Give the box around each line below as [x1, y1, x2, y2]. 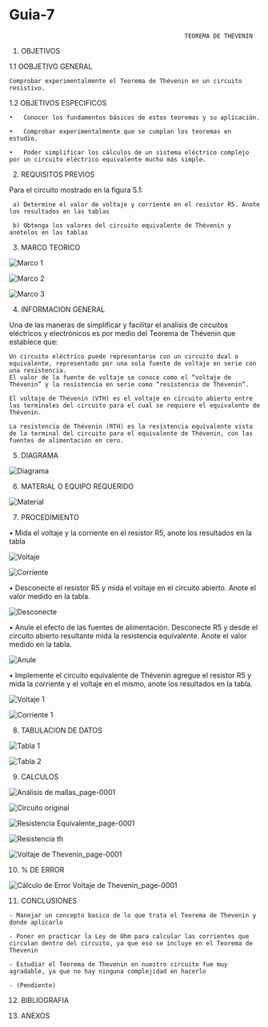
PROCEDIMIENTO [20, 512, 79, 521]
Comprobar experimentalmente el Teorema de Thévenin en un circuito [9, 77, 242, 85]
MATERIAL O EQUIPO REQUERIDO [20, 482, 134, 491]
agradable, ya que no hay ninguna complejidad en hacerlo [9, 967, 206, 975]
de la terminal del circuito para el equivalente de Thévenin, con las [9, 430, 253, 438]
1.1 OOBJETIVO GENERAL [9, 62, 93, 71]
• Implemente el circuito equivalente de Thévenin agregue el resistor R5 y [9, 670, 252, 680]
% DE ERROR [20, 865, 65, 874]
